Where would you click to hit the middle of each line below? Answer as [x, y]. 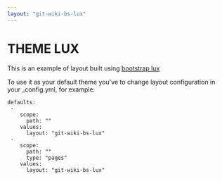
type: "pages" [47, 158]
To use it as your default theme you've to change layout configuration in [111, 82]
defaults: [22, 102]
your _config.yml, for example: [51, 89]
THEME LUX [43, 48]
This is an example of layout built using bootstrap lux [84, 68]
